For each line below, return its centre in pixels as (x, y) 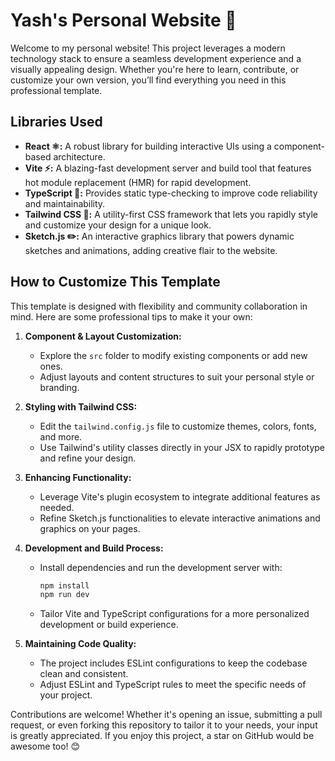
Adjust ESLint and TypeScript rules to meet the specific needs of (173, 685)
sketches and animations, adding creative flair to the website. (151, 250)
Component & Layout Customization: (103, 336)
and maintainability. (65, 203)
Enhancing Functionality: (78, 477)
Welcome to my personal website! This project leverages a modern (148, 48)
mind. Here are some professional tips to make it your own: (131, 316)
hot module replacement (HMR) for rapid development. (138, 182)
